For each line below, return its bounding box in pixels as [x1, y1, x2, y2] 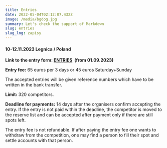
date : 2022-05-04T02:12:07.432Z [5, 12, 73, 17]
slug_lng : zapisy [5, 30, 42, 35]
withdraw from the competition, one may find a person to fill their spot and [5, 132, 159, 138]
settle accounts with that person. [5, 137, 73, 143]
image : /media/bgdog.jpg [5, 16, 57, 21]
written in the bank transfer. [5, 82, 63, 88]
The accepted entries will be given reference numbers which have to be [5, 76, 154, 82]
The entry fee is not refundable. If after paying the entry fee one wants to [5, 127, 156, 133]
